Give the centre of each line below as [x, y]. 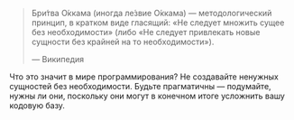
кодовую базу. [37, 106]
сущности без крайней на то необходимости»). [123, 42]
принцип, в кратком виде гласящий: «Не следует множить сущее [158, 23]
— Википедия [58, 59]
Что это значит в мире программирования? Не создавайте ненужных [144, 77]
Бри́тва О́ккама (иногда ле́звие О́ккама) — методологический [152, 13]
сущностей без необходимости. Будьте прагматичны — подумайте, [141, 86]
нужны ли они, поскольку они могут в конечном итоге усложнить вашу [147, 96]
